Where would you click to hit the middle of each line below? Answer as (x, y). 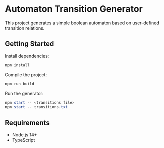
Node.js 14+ (25, 135)
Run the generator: (24, 93)
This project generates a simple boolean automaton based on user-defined (82, 23)
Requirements (27, 123)
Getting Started (30, 44)
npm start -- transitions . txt (37, 107)
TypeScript (24, 140)
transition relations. (25, 28)
